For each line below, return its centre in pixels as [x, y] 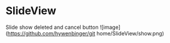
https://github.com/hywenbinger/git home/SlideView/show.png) [86, 33]
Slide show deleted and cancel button [52, 27]
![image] [110, 27]
